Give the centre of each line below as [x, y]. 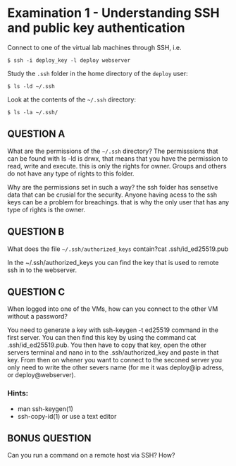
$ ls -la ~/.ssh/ [33, 112]
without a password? [38, 317]
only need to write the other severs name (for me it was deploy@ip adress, [116, 367]
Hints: [18, 393]
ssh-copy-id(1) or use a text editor [67, 416]
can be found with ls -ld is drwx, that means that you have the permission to [118, 158]
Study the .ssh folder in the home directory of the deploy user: [98, 73]
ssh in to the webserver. [42, 270]
